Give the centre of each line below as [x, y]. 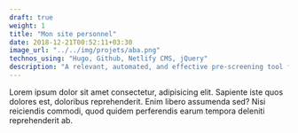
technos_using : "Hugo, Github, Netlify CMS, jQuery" [109, 59]
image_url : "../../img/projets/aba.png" [85, 51]
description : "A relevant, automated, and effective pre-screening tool [146, 67]
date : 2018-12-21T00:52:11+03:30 [71, 42]
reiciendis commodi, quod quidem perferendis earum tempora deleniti [137, 111]
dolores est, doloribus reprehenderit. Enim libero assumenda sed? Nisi [137, 101]
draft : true [31, 17]
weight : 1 [27, 26]
